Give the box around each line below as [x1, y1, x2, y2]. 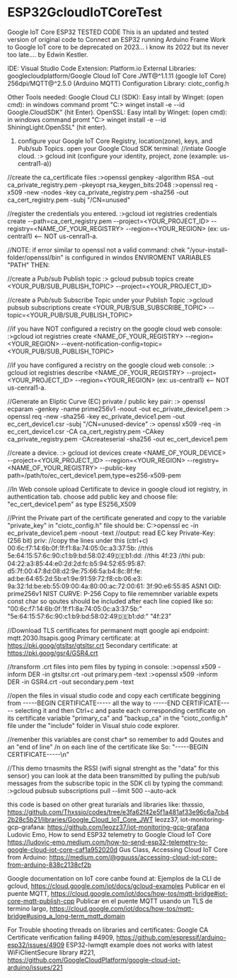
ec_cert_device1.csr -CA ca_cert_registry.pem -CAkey [7, 427, 165, 436]
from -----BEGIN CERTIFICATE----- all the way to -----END [7, 699, 180, 707]
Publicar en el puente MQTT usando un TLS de [76, 896, 213, 905]
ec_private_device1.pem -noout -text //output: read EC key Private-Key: [7, 529, 216, 537]
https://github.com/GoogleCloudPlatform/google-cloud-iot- [7, 955, 181, 964]
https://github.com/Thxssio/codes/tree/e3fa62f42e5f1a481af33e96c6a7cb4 [7, 807, 229, 816]
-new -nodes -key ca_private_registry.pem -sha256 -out [23, 188, 189, 196]
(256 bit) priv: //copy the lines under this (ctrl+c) [7, 536, 149, 544]
